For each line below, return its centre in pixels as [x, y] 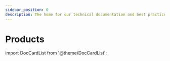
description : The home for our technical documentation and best [75, 14]
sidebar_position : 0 [27, 10]
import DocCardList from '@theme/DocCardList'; [56, 53]
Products [25, 39]
